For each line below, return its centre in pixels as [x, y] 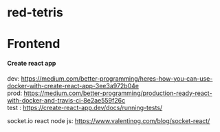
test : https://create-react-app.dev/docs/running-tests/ [85, 107]
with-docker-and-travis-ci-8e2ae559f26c [66, 100]
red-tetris [35, 13]
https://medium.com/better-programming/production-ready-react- [118, 93]
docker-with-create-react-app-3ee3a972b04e [73, 85]
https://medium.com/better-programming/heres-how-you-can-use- [117, 78]
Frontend [34, 44]
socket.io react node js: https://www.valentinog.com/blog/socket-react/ [109, 120]
